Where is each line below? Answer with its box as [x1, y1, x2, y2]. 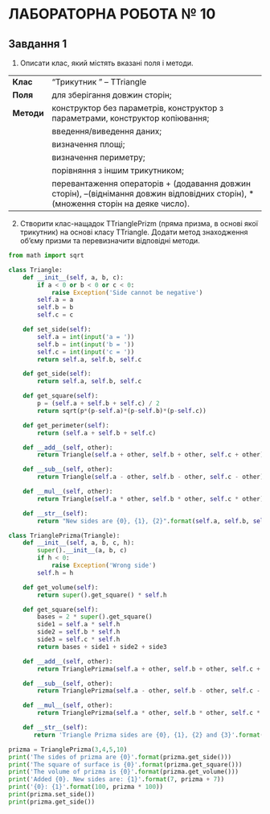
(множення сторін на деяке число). [51, 198, 190, 209]
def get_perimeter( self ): [22, 421, 110, 429]
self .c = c [37, 311, 74, 319]
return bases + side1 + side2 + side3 [37, 643, 167, 651]
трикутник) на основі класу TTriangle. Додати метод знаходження [19, 227, 248, 237]
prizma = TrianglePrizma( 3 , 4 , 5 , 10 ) [8, 746, 128, 754]
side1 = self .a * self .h [37, 621, 121, 629]
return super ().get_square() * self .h [37, 591, 167, 599]
